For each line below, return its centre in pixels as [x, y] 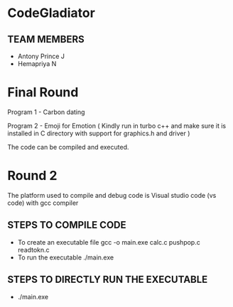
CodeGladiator [52, 13]
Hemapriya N [37, 64]
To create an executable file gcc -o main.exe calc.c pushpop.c [109, 242]
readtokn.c [33, 250]
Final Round [43, 93]
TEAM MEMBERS [46, 39]
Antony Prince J [41, 56]
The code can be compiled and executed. [68, 147]
